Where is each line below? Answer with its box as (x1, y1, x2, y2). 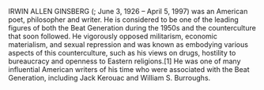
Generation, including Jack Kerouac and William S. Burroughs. (8, 74, 211, 82)
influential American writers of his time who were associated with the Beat (8, 65, 250, 74)
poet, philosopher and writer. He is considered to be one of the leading (8, 15, 239, 24)
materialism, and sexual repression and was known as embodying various (8, 40, 249, 49)
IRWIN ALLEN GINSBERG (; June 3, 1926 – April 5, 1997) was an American (8, 7, 248, 16)
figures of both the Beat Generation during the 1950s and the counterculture (8, 23, 257, 32)
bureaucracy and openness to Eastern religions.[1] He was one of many (8, 56, 241, 66)
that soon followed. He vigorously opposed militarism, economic (8, 31, 217, 41)
